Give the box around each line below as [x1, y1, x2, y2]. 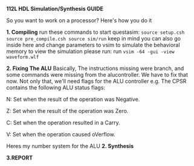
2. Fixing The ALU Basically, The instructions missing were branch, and [6, 65, 184, 72]
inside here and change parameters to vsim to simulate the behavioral [6, 42, 180, 48]
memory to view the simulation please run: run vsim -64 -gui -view [6, 48, 175, 55]
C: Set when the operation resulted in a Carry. [6, 119, 121, 126]
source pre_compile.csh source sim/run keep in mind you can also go [6, 35, 181, 42]
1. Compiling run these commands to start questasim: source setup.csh [6, 28, 185, 36]
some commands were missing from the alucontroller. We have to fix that [6, 71, 189, 78]
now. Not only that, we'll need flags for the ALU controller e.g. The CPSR [6, 78, 187, 85]
